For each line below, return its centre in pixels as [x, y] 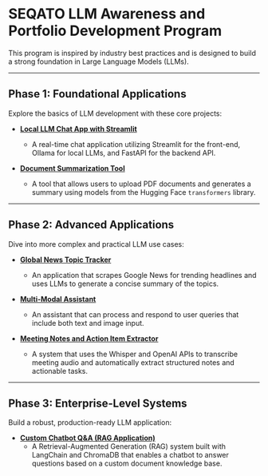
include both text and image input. [88, 323]
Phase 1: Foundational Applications [97, 94]
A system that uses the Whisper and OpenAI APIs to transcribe [134, 354]
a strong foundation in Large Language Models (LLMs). [99, 61]
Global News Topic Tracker [65, 260]
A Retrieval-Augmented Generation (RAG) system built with [128, 446]
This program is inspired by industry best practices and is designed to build [132, 53]
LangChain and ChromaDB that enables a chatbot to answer [130, 455]
